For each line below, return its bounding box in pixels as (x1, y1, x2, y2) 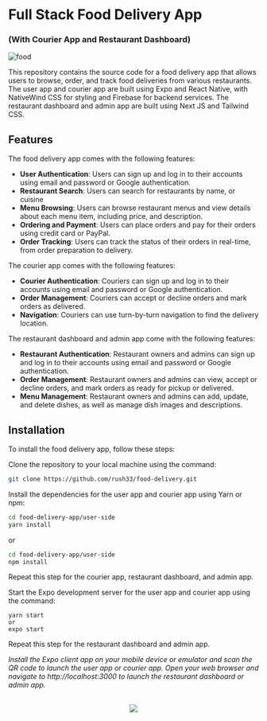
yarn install (8, 520, 52, 528)
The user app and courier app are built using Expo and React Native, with (8, 84, 248, 94)
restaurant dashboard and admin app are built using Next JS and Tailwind (8, 101, 249, 111)
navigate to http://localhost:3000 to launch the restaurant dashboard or (8, 672, 245, 681)
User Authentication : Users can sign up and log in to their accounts (19, 170, 243, 179)
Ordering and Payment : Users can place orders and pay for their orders (19, 220, 256, 230)
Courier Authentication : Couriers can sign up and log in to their (19, 276, 230, 286)
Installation (8, 423, 65, 437)
